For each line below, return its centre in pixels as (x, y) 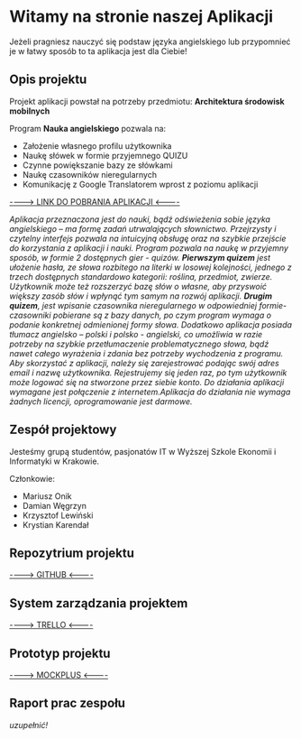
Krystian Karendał (55, 524)
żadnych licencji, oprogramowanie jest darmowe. (101, 401)
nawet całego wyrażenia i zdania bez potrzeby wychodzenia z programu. (146, 353)
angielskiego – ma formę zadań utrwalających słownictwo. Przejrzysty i (143, 228)
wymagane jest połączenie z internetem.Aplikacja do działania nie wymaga (150, 392)
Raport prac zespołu (68, 703)
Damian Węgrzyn (55, 505)
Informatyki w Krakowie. (55, 461)
